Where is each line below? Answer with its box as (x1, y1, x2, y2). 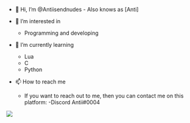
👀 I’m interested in (15, 18, 61, 24)
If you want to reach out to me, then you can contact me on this (24, 92, 184, 99)
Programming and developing (24, 29, 99, 37)
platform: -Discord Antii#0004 (24, 99, 100, 106)
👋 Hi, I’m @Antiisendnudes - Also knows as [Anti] (15, 6, 139, 13)
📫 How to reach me (15, 78, 66, 85)
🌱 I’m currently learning (15, 41, 74, 48)
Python (24, 66, 43, 73)
